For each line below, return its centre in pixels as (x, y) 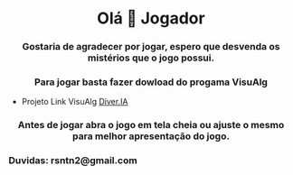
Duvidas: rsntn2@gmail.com (73, 161)
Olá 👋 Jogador (151, 18)
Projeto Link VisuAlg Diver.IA (75, 102)
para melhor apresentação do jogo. (151, 136)
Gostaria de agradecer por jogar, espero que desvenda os (151, 47)
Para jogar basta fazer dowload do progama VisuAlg (151, 82)
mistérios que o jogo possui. (151, 58)
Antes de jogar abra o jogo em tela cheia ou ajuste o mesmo (151, 125)
